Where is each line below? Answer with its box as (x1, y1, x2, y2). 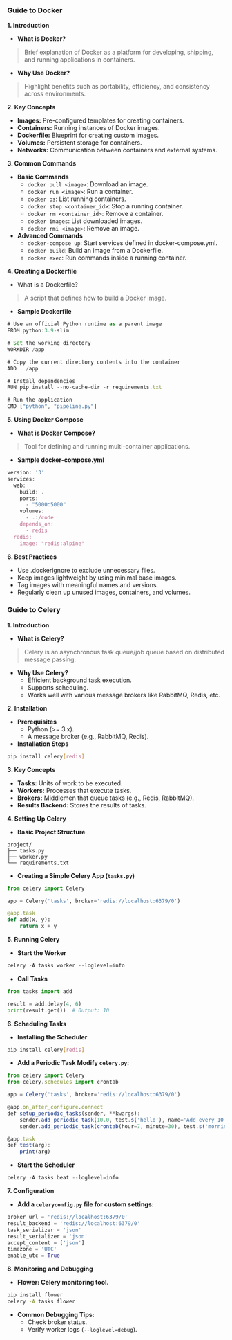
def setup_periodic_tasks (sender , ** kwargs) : (7, 1110, 140, 1117)
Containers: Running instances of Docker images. (17, 124, 160, 132)
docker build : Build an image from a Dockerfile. (27, 247, 164, 255)
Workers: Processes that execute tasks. (17, 786, 132, 794)
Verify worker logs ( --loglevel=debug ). (27, 1325, 137, 1333)
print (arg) (19, 1148, 51, 1155)
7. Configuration (7, 1187, 55, 1195)
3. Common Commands (7, 159, 77, 168)
